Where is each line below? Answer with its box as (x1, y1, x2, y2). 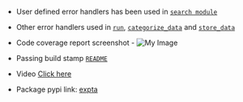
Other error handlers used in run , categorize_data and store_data (15, 22, 236, 31)
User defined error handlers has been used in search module (15, 7, 218, 16)
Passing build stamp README (15, 54, 108, 63)
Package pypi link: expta (15, 84, 99, 94)
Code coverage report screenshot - (15, 38, 135, 47)
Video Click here (15, 69, 72, 79)
